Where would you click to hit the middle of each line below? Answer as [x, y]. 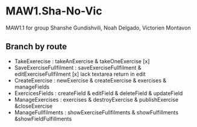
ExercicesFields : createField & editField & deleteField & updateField [98, 93]
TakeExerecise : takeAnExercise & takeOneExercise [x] [82, 61]
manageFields [32, 87]
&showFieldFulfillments [43, 119]
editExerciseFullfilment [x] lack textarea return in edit [80, 74]
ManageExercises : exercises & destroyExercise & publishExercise [96, 99]
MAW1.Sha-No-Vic [54, 11]
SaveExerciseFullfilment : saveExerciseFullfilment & [78, 67]
